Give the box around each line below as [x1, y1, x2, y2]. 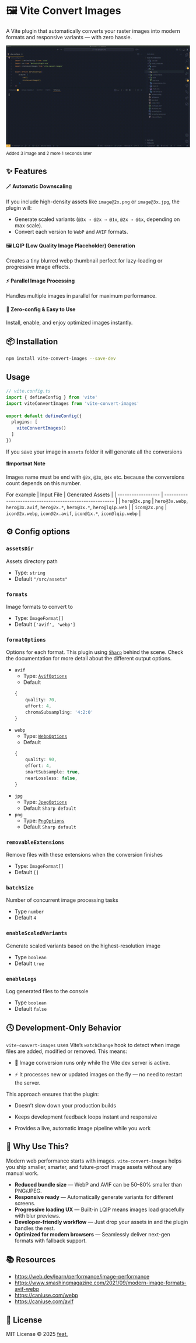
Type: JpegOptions [23, 798, 68, 805]
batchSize [6, 885, 34, 891]
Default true [14, 960, 44, 967]
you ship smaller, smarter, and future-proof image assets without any [6, 1163, 172, 1170]
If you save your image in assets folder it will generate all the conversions [6, 448, 183, 455]
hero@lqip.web [93, 505, 127, 510]
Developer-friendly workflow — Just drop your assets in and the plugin [14, 1218, 188, 1225]
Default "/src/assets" [14, 575, 68, 582]
